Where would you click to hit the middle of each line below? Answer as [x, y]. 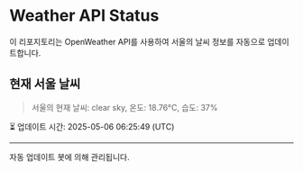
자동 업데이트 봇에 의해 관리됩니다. [69, 157]
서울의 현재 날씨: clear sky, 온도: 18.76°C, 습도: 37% [124, 107]
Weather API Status [84, 16]
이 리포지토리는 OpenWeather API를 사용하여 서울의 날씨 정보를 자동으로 [138, 41]
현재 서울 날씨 [45, 84]
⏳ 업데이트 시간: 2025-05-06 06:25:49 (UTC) [92, 126]
